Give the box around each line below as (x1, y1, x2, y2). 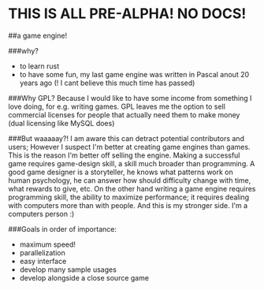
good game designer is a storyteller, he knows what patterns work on (8, 167, 234, 177)
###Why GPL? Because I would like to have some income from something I (8, 93, 252, 102)
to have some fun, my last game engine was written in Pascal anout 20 (19, 69, 250, 79)
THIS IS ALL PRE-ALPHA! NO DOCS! (8, 5, 247, 23)
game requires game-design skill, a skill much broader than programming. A (8, 158, 255, 168)
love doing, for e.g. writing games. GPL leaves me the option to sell (8, 102, 226, 111)
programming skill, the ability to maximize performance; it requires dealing (8, 192, 250, 202)
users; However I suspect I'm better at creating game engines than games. (8, 142, 251, 151)
